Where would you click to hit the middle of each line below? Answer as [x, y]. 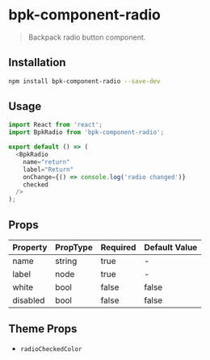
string [66, 261]
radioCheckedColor [51, 349]
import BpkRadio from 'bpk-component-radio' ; [86, 132]
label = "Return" [48, 170]
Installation [37, 63]
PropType [74, 247]
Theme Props [43, 329]
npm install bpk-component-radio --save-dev [84, 81]
